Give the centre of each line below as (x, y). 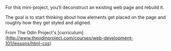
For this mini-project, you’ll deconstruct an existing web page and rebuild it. (85, 7)
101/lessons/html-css (28, 43)
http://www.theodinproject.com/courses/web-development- (70, 38)
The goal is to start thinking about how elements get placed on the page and (86, 17)
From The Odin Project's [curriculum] (44, 32)
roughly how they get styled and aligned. (48, 23)
